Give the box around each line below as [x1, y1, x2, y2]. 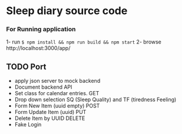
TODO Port [6, 62, 47, 72]
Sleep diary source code [6, 4, 128, 18]
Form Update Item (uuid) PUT [14, 109, 87, 116]
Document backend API [14, 83, 72, 91]
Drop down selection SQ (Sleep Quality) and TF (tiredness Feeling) [14, 96, 177, 103]
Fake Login [14, 121, 42, 128]
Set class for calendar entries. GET [14, 90, 100, 97]
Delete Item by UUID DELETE [14, 115, 85, 122]
